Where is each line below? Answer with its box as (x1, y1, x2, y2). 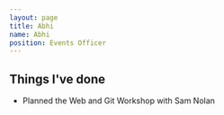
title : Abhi (9, 22, 54, 31)
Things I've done (9, 71, 106, 86)
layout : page (9, 13, 58, 22)
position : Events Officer (9, 38, 106, 48)
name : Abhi (9, 30, 50, 39)
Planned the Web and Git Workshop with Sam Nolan (22, 95, 216, 106)
